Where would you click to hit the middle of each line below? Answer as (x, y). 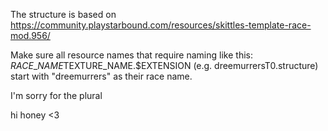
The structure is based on (63, 14)
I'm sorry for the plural (56, 95)
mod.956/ (30, 35)
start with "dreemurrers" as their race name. (101, 76)
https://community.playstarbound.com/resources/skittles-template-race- (161, 25)
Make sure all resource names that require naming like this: (131, 55)
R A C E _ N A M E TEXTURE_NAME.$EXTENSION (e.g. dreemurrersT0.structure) (164, 65)
